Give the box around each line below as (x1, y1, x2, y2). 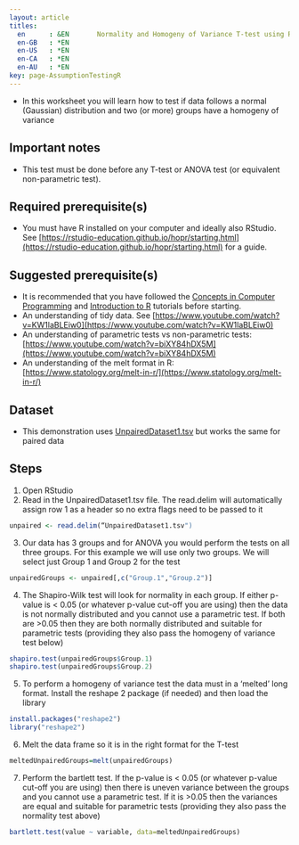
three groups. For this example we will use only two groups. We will (21, 546, 270, 557)
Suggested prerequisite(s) (9, 267, 158, 283)
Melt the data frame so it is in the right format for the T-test (21, 739, 238, 750)
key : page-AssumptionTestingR (9, 71, 122, 80)
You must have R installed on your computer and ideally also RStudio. (21, 223, 277, 234)
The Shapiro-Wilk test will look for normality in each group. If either (21, 589, 269, 600)
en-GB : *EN (17, 37, 69, 47)
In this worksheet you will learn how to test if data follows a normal (21, 95, 267, 106)
